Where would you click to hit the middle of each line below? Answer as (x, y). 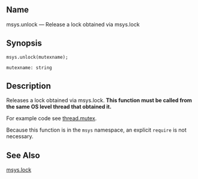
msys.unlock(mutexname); (37, 57)
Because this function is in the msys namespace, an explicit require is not (97, 130)
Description (28, 86)
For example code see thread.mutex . (52, 118)
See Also (23, 155)
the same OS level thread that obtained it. (59, 107)
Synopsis (24, 44)
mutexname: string (29, 68)
